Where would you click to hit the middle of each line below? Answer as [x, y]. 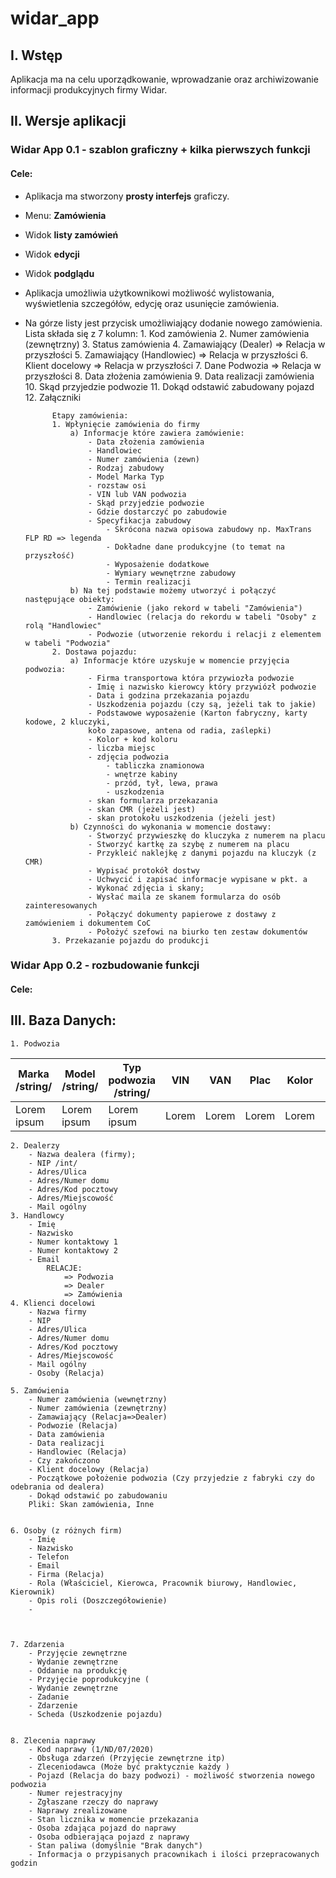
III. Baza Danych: [63, 1020]
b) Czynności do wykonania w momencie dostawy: [170, 827]
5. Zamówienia [40, 1390]
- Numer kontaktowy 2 [73, 1250]
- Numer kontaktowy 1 [73, 1242]
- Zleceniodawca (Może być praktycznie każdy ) [129, 1767]
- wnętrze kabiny [141, 774]
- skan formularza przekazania [153, 800]
